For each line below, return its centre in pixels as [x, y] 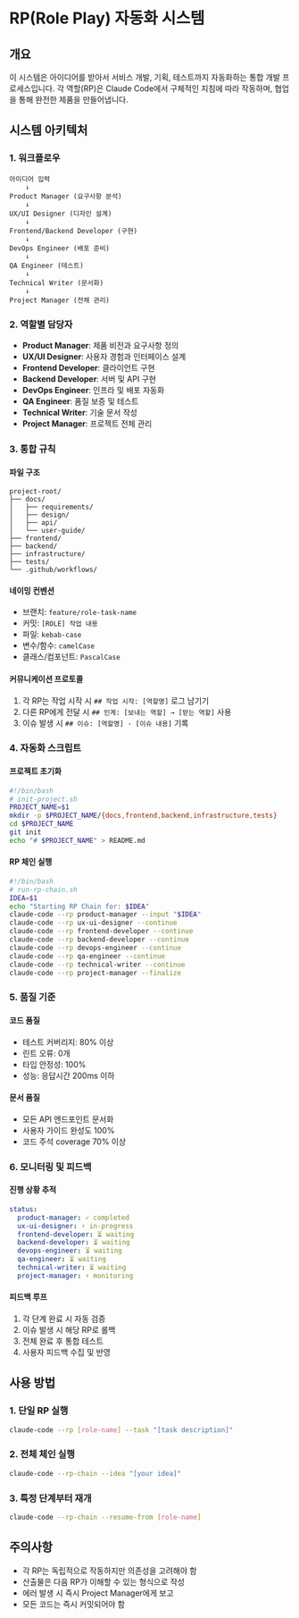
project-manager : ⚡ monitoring [75, 1276]
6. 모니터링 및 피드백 [50, 1167]
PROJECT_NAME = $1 [39, 807]
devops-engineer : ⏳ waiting [70, 1251]
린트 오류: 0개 [46, 1053]
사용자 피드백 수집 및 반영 [66, 1352]
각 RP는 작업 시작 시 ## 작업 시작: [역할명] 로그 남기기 [116, 700]
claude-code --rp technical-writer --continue [97, 965]
